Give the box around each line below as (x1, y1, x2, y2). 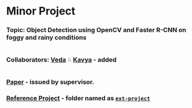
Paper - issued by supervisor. (6, 78, 94, 86)
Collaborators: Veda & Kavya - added (6, 56, 117, 64)
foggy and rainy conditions (6, 33, 87, 42)
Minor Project (6, 4, 76, 18)
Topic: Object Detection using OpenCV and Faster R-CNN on (6, 26, 187, 34)
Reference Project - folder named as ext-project (6, 94, 150, 103)
